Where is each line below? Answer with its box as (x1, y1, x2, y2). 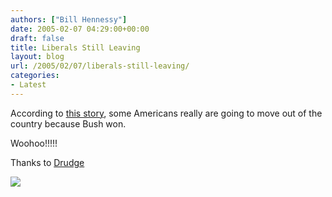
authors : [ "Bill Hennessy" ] (10, 14, 128, 25)
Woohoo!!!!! (10, 137, 58, 149)
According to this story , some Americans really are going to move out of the (10, 107, 323, 119)
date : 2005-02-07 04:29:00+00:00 (10, 24, 150, 34)
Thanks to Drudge (10, 156, 85, 168)
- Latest (10, 80, 47, 90)
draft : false (10, 33, 65, 43)
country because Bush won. (10, 117, 127, 130)
